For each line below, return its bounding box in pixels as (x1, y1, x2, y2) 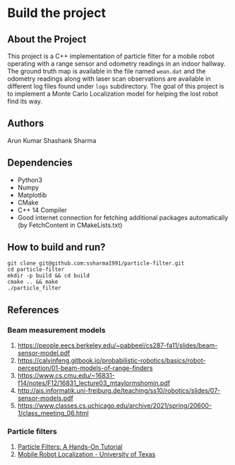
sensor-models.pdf (17, 394, 74, 403)
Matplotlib (17, 190, 47, 199)
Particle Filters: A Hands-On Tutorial (17, 442, 123, 451)
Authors (7, 117, 44, 130)
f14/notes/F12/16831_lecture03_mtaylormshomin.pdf (17, 379, 171, 387)
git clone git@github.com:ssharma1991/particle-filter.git (7, 260, 185, 267)
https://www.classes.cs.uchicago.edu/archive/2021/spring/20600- (17, 401, 212, 410)
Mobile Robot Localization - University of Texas (17, 450, 156, 459)
